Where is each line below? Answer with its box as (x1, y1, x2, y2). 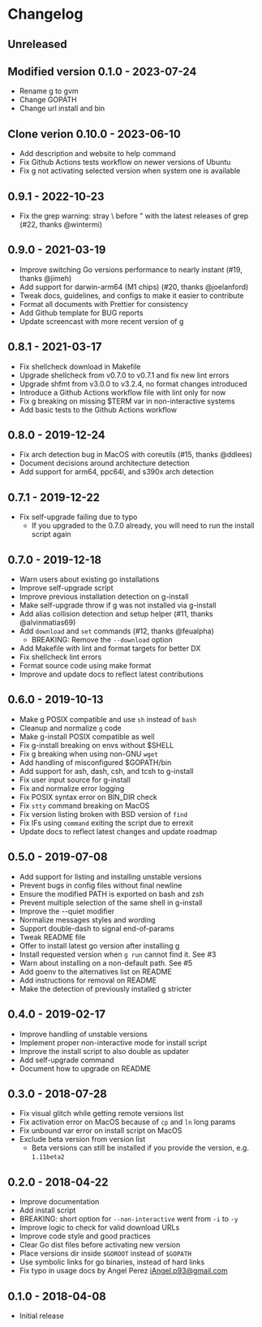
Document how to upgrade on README (19, 1063, 152, 1073)
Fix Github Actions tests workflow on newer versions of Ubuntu (19, 158, 231, 167)
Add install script (19, 1205, 76, 1215)
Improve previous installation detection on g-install (19, 592, 189, 602)
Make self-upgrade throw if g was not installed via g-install (19, 600, 217, 610)
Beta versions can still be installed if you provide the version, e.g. (31, 1143, 249, 1153)
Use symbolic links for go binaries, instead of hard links (19, 1257, 205, 1267)
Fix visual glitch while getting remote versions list (19, 1109, 184, 1118)
